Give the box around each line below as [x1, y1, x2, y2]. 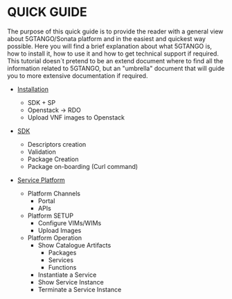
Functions [48, 263, 77, 271]
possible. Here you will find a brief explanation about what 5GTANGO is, [7, 42, 213, 50]
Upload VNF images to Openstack [27, 113, 125, 122]
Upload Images [37, 226, 82, 234]
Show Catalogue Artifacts [37, 241, 111, 249]
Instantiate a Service [37, 270, 97, 279]
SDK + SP [27, 98, 56, 106]
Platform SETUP [27, 211, 74, 220]
